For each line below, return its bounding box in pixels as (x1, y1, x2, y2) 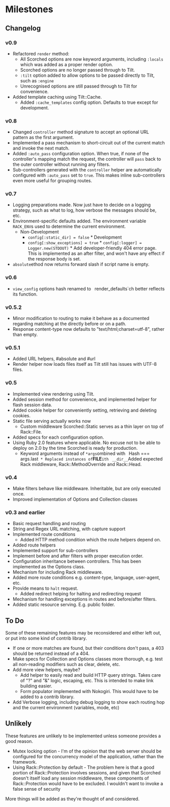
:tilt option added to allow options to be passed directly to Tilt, (20, 72, 155, 78)
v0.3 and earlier (5, 509, 46, 516)
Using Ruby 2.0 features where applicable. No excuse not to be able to (12, 439, 161, 446)
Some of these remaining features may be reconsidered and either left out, (5, 630, 161, 636)
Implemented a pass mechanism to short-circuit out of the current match (12, 140, 165, 146)
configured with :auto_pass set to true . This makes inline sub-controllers (12, 172, 165, 179)
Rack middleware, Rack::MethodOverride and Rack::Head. (20, 461, 142, 467)
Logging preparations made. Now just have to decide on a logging (12, 202, 151, 208)
